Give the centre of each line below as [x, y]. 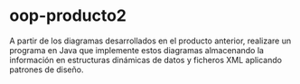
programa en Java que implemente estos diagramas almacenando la [137, 50]
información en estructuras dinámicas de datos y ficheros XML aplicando [146, 60]
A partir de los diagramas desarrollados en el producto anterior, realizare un [150, 41]
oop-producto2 [68, 16]
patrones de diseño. [47, 70]
